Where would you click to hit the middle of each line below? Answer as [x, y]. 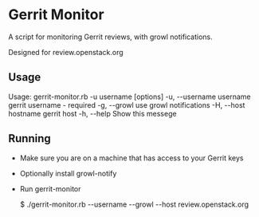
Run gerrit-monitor [50, 188]
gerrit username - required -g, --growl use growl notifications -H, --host [127, 105]
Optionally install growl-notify [68, 173]
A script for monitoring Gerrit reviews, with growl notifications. [110, 37]
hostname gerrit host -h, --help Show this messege [92, 113]
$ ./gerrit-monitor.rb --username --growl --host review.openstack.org [134, 204]
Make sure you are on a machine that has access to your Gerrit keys [131, 158]
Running [30, 138]
